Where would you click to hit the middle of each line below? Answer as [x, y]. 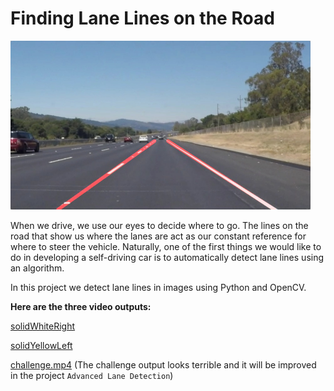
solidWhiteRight [43, 326]
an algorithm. [37, 268]
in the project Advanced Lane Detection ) [92, 375]
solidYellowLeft [41, 345]
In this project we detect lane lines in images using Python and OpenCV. [158, 287]
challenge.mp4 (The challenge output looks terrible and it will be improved [163, 364]
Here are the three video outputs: [81, 306]
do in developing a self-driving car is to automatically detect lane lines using [167, 257]
